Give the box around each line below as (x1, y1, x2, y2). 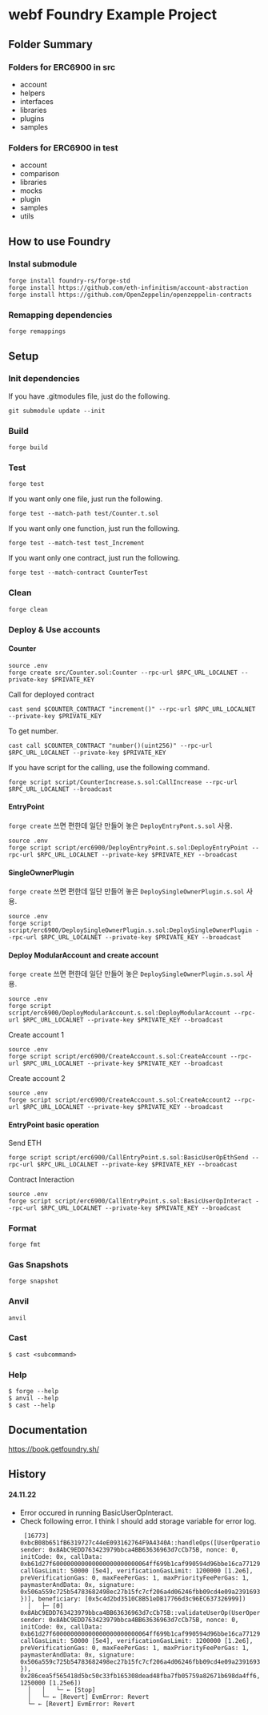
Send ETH (8, 1138, 42, 1147)
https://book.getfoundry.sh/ (8, 1444, 100, 1454)
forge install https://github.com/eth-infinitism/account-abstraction (8, 283, 249, 291)
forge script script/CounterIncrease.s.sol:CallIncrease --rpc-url (8, 778, 238, 786)
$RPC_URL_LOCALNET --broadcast (8, 785, 113, 793)
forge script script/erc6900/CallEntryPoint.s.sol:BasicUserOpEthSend (8, 1153, 249, 1162)
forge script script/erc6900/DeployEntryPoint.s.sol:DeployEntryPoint (8, 844, 249, 852)
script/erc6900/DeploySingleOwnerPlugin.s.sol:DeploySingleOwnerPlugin (8, 926, 252, 934)
